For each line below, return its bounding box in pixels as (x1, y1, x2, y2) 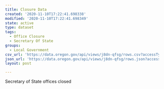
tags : (5, 30, 16, 34)
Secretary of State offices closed (5, 78, 72, 85)
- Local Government (9, 47, 49, 52)
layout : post (5, 61, 32, 66)
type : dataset (5, 25, 34, 30)
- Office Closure (9, 34, 45, 39)
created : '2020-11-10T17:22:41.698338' (5, 12, 86, 16)
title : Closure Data (5, 7, 47, 12)
